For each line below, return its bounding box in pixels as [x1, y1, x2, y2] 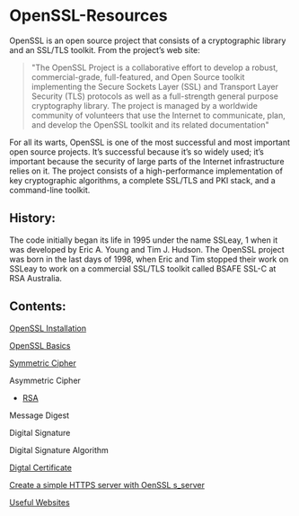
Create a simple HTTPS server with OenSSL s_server [9, 479, 205, 490]
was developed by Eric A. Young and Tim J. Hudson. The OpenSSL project [9, 244, 285, 254]
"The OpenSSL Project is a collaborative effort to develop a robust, [31, 62, 278, 73]
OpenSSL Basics [9, 340, 71, 351]
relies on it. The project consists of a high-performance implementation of [9, 165, 283, 176]
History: [9, 210, 57, 226]
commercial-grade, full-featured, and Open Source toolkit [31, 71, 245, 82]
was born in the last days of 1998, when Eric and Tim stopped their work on [9, 254, 289, 264]
